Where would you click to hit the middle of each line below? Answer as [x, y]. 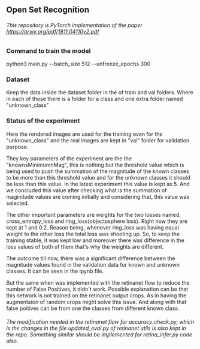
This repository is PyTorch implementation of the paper [74, 25]
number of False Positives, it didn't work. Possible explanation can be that [97, 289]
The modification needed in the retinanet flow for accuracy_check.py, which [100, 322]
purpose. [17, 147]
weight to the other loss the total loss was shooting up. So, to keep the [93, 234]
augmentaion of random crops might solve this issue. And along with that [96, 302]
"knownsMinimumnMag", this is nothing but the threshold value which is [95, 165]
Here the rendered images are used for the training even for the [84, 134]
